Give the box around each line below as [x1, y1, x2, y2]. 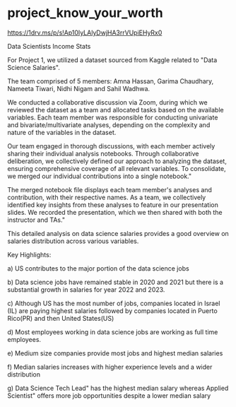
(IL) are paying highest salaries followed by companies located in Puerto [7, 306, 218, 315]
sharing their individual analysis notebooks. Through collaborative [7, 149, 199, 158]
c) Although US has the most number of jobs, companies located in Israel [7, 299, 220, 307]
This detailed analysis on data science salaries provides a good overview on [7, 229, 230, 237]
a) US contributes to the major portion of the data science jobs [7, 264, 189, 273]
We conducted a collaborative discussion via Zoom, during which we [7, 98, 208, 107]
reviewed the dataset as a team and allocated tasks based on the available [7, 105, 224, 114]
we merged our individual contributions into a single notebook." [7, 172, 192, 180]
